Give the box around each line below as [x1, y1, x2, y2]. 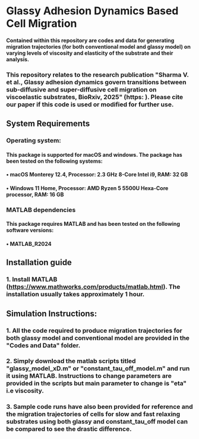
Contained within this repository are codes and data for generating [6, 37, 175, 44]
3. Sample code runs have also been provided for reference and [6, 403, 193, 411]
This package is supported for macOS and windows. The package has [6, 151, 182, 158]
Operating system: [6, 137, 61, 145]
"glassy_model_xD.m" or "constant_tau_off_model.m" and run [6, 364, 190, 372]
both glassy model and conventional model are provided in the [6, 334, 190, 342]
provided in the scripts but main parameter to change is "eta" [6, 379, 187, 387]
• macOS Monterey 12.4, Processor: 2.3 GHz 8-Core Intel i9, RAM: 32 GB [6, 171, 188, 178]
